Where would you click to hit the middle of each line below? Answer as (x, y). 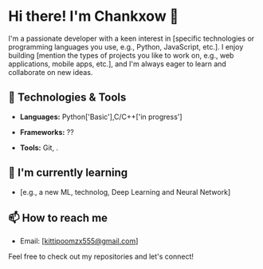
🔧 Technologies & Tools (67, 98)
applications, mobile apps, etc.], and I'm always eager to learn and (118, 64)
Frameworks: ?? (47, 132)
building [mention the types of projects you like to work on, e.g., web (121, 55)
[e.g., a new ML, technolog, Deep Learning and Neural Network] (125, 192)
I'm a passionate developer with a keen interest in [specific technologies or (131, 38)
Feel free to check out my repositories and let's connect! (101, 257)
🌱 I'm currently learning (68, 173)
